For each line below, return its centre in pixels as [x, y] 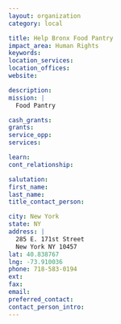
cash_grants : [30, 120]
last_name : [27, 194]
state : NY [25, 224]
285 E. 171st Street [50, 239]
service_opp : [30, 135]
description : [30, 90]
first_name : [28, 187]
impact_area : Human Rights [54, 45]
